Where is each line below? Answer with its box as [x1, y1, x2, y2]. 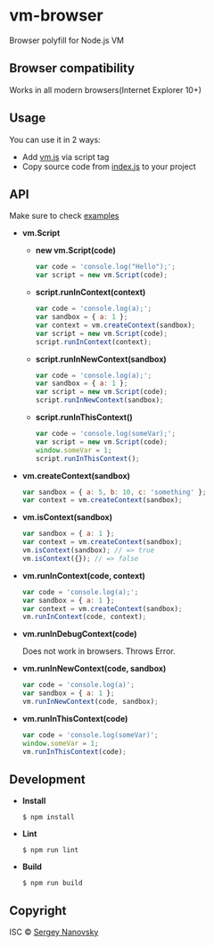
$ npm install [21, 813, 75, 822]
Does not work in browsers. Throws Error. [21, 646, 176, 657]
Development [9, 772, 86, 787]
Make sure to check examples [9, 211, 119, 222]
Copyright [9, 903, 67, 918]
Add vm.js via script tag [21, 151, 110, 162]
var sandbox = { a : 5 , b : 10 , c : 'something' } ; [21, 488, 207, 497]
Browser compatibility [9, 61, 136, 76]
